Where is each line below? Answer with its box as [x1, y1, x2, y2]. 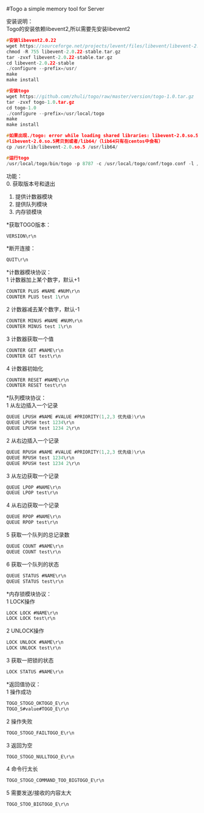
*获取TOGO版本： [6, 221, 52, 228]
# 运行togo [6, 155, 29, 161]
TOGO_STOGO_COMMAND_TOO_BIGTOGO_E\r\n [6, 777, 104, 784]
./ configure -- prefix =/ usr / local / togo [6, 111, 104, 117]
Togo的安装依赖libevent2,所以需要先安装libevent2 [6, 26, 131, 32]
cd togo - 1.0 [6, 104, 36, 111]
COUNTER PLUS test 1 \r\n [6, 294, 69, 300]
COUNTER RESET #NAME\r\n [6, 376, 69, 383]
